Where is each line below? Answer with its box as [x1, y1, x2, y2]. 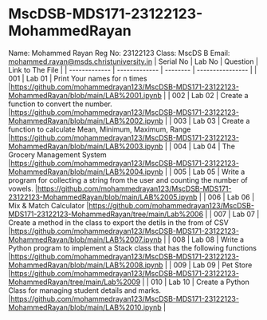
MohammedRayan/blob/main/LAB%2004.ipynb [8, 167, 163, 176]
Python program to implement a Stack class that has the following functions [8, 243, 257, 252]
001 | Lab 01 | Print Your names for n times [8, 73, 147, 83]
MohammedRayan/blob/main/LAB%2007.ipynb [8, 235, 162, 244]
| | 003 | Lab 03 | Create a [164, 116, 250, 125]
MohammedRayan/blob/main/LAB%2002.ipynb [8, 116, 163, 125]
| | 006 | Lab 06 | [198, 192, 255, 202]
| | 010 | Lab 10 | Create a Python [142, 277, 249, 286]
